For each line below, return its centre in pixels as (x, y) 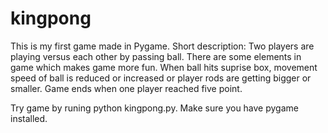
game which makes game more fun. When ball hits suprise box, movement (164, 67)
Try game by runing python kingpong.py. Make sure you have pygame (154, 108)
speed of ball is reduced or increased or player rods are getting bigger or (161, 78)
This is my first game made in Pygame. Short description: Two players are (162, 46)
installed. (29, 118)
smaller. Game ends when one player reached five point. (126, 88)
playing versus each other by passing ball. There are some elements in (156, 56)
